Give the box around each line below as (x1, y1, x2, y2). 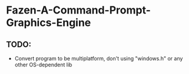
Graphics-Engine (6, 16, 91, 29)
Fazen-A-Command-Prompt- (6, 4, 151, 17)
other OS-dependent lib (14, 61, 72, 68)
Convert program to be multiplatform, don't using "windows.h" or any (14, 55, 183, 62)
